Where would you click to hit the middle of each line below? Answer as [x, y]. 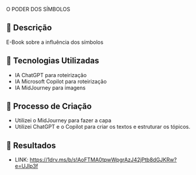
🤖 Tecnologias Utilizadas [53, 61]
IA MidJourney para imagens [50, 87]
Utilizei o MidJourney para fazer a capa [63, 120]
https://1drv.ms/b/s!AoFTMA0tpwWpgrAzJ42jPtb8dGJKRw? [103, 160]
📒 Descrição [29, 28]
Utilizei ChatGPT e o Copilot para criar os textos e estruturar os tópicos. [102, 127]
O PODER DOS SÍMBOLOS [38, 9]
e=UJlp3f [26, 166]
